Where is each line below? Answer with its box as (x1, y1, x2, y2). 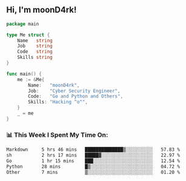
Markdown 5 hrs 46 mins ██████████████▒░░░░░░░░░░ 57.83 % (6, 146, 181, 153)
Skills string (17, 54, 53, 61)
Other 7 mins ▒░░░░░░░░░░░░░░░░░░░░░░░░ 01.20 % (6, 169, 181, 175)
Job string (17, 43, 53, 49)
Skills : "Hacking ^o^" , (28, 99, 88, 105)
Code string (17, 48, 53, 55)
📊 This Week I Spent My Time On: (6, 130, 108, 139)
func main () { (6, 71, 42, 77)
